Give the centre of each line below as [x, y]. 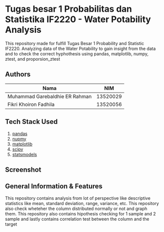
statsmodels [24, 154]
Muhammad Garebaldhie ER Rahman [50, 96]
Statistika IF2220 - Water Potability [78, 19]
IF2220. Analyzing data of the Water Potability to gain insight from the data [80, 48]
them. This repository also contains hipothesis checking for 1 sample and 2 [81, 213]
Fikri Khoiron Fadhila [31, 104]
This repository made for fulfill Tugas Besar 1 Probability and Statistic [75, 43]
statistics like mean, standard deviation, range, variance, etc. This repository [82, 203]
